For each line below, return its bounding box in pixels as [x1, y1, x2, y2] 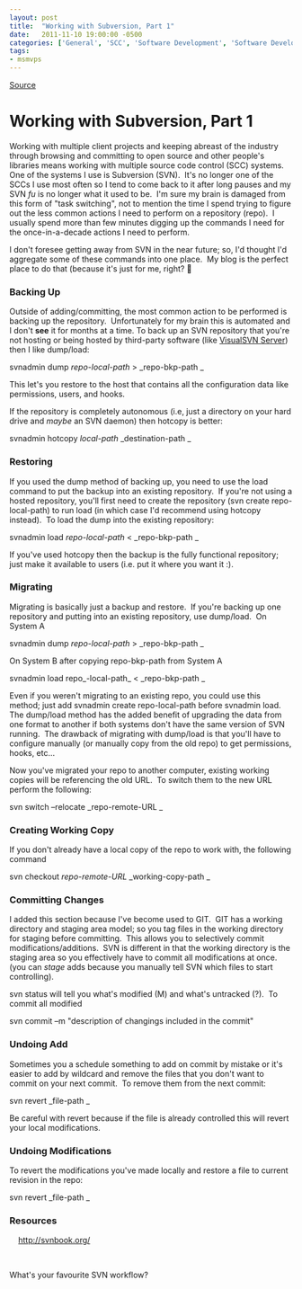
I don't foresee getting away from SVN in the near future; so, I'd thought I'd [9, 244, 288, 254]
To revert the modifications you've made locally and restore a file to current [9, 1165, 289, 1176]
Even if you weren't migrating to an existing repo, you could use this [9, 689, 261, 701]
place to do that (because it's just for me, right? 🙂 [9, 262, 192, 274]
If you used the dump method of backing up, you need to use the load [9, 476, 269, 486]
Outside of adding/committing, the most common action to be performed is [9, 307, 288, 317]
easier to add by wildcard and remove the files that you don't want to [9, 1068, 265, 1079]
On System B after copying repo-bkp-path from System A [9, 655, 223, 666]
